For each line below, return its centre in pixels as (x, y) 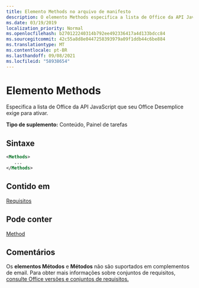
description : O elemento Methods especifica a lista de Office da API (95, 17)
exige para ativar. (27, 113)
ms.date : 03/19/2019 (32, 23)
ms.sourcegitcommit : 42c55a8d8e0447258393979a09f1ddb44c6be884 (86, 39)
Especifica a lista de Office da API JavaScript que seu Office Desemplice (95, 107)
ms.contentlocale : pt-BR (37, 50)
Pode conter (29, 220)
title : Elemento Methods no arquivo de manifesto (69, 12)
